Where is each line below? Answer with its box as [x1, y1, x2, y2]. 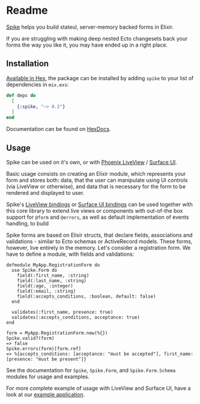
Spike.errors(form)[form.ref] [6, 345, 82, 351]
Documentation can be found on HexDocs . [6, 126, 112, 133]
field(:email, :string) [17, 288, 76, 294]
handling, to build [6, 219, 49, 227]
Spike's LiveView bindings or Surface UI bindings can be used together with [6, 201, 193, 208]
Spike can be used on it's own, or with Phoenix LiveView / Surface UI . [6, 158, 177, 166]
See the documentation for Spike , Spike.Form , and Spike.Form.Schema [6, 366, 176, 374]
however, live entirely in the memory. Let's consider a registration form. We [6, 244, 191, 251]
